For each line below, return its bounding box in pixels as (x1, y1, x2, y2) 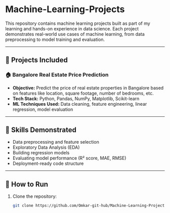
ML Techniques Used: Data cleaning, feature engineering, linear (12, 101, 147, 107)
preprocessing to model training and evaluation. (5, 36, 105, 42)
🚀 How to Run (5, 180, 49, 188)
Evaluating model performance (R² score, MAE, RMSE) (12, 155, 126, 161)
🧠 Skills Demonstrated (5, 125, 77, 135)
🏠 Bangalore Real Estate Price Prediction (5, 71, 109, 78)
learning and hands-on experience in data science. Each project (5, 25, 139, 31)
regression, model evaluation (12, 106, 73, 112)
